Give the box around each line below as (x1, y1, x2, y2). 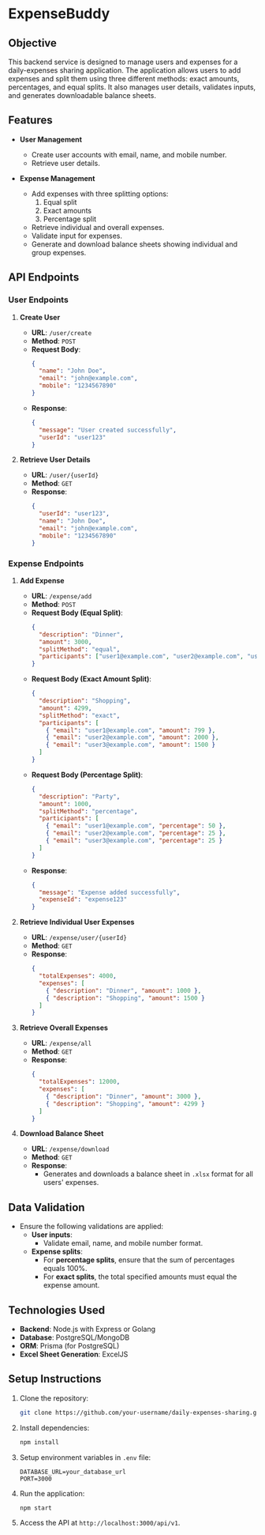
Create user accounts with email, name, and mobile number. (31, 149, 227, 159)
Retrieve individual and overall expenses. (31, 222, 165, 232)
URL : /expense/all (31, 1039, 92, 1048)
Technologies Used (8, 1303, 105, 1317)
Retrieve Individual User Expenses (19, 918, 135, 927)
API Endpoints (8, 270, 80, 285)
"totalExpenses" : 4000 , (38, 972, 117, 980)
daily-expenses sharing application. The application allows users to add (8, 66, 241, 75)
